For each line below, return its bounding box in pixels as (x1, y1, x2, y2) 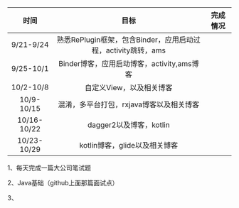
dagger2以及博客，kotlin (87, 120, 170, 130)
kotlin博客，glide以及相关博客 (79, 141, 179, 150)
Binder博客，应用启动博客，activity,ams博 (58, 59, 199, 68)
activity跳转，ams (105, 45, 166, 55)
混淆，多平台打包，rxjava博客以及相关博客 (58, 99, 200, 109)
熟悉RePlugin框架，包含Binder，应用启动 (56, 35, 194, 45)
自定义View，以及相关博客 (85, 83, 173, 92)
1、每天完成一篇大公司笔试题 (7, 163, 91, 172)
